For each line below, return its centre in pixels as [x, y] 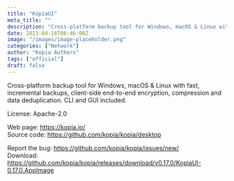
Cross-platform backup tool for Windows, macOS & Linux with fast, [103, 85]
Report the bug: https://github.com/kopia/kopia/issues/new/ [93, 148]
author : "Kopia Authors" [43, 53]
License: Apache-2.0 [37, 113]
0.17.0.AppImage [31, 170]
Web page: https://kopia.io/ [46, 127]
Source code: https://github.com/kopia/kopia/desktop [84, 134]
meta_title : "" [29, 20]
